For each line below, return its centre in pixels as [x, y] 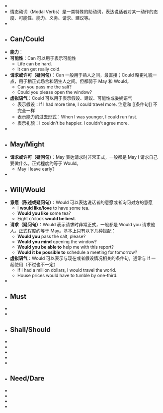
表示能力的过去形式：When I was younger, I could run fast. [77, 117]
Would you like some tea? [44, 213]
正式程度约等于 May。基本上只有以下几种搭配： [67, 231]
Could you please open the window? [54, 92]
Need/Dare [27, 378]
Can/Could [27, 39]
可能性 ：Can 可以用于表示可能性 [43, 58]
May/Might [27, 145]
